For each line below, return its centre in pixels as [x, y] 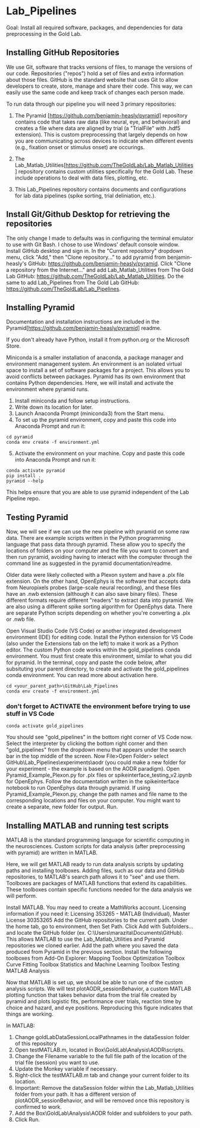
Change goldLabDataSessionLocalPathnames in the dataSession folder [102, 1037]
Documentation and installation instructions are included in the [83, 322]
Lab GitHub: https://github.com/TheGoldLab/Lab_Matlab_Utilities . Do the [95, 276]
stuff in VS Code [30, 714]
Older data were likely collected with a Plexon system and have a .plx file [95, 575]
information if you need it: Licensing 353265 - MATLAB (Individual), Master [98, 914]
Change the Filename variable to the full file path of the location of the [101, 1056]
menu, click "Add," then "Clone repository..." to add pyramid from [86, 257]
